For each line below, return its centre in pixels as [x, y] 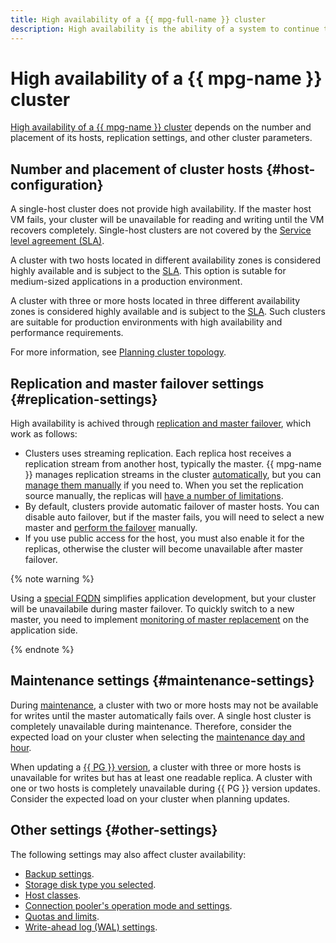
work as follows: [44, 434]
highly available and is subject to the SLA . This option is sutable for [148, 271]
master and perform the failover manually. [111, 528]
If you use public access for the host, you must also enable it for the [164, 538]
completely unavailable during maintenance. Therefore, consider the [151, 726]
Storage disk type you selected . [90, 884]
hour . [21, 747]
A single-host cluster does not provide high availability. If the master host [161, 209]
